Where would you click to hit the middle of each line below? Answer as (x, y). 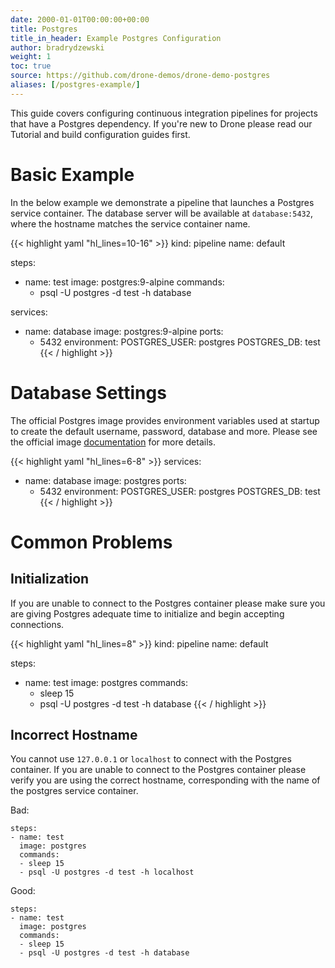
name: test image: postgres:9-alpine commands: (124, 282)
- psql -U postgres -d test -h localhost (107, 872)
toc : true (31, 66)
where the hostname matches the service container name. (130, 223)
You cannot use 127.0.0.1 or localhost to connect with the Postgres (151, 759)
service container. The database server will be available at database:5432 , (161, 213)
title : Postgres (44, 29)
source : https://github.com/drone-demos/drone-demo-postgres (140, 76)
